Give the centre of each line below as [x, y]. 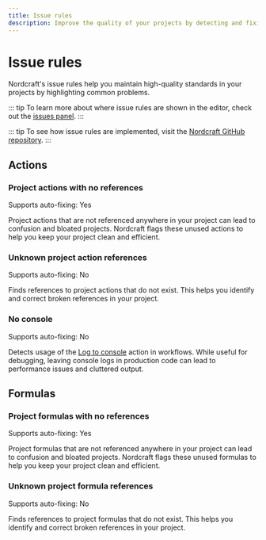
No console [30, 320]
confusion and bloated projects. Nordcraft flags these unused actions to [126, 229]
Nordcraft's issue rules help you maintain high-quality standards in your [125, 84]
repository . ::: [30, 140]
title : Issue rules [40, 15]
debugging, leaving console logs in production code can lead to [112, 360]
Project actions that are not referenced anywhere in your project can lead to [132, 220]
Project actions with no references [76, 187]
